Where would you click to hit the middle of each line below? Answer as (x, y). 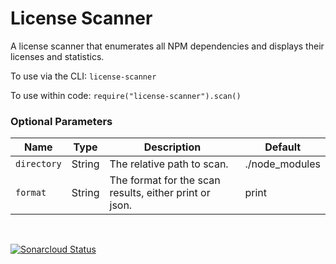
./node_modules (282, 164)
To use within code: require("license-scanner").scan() (126, 95)
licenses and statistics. (57, 56)
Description (172, 147)
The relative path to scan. (169, 164)
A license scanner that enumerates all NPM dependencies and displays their (167, 46)
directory (38, 164)
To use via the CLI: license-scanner (83, 76)
